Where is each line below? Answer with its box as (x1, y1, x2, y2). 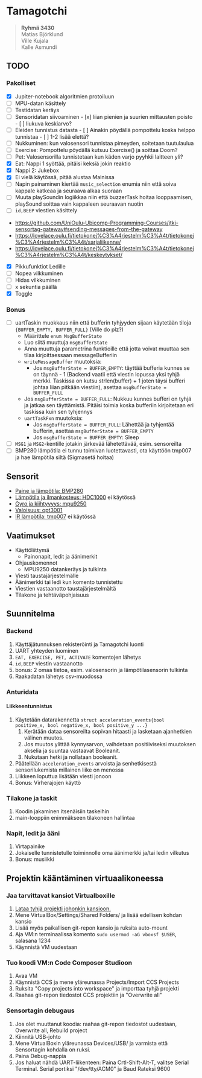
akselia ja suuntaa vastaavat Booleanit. (24, 747, 121, 754)
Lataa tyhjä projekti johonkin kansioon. (14, 905, 111, 912)
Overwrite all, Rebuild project (14, 1027, 87, 1034)
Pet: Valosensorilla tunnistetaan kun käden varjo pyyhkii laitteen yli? (14, 153, 183, 160)
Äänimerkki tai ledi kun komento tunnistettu (14, 578, 123, 586)
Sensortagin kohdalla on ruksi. (14, 1045, 90, 1053)
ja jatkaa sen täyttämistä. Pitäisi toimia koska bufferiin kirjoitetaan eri (24, 402, 194, 409)
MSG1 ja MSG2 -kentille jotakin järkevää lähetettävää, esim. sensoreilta (14, 440, 182, 448)
